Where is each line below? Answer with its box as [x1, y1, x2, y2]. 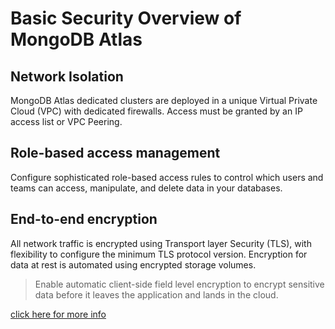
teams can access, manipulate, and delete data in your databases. [10, 182, 283, 194]
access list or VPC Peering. [10, 116, 123, 127]
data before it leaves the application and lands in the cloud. [34, 288, 279, 301]
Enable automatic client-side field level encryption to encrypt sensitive [34, 278, 325, 290]
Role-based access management [10, 145, 221, 162]
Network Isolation [10, 68, 124, 85]
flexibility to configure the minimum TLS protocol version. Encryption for [10, 248, 308, 260]
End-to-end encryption [10, 211, 158, 228]
